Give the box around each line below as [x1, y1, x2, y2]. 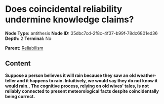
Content [5, 59, 31, 68]
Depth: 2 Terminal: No [5, 35, 52, 41]
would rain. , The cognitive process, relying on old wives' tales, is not [5, 83, 149, 89]
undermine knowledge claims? [5, 14, 134, 25]
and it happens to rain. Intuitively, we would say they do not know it [17, 77, 158, 83]
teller [5, 77, 16, 83]
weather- [136, 72, 157, 78]
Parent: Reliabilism [5, 45, 43, 51]
